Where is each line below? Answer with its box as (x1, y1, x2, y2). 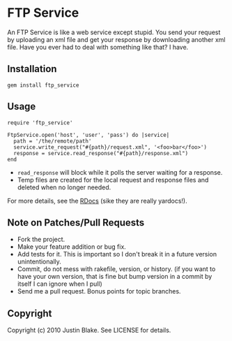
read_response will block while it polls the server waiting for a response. (17, 168, 223, 176)
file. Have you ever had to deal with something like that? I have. (7, 43, 189, 51)
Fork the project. (17, 235, 65, 244)
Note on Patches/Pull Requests (7, 217, 145, 228)
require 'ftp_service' (7, 119, 73, 126)
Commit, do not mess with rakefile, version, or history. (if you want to (17, 265, 216, 273)
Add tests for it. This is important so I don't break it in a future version (17, 250, 217, 259)
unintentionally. (17, 257, 61, 266)
